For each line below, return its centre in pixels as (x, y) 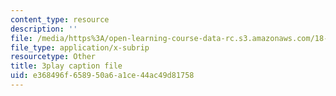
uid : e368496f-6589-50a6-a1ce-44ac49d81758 (102, 76)
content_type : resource (60, 19)
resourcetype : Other (53, 57)
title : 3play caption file (66, 66)
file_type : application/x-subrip (80, 47)
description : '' (44, 29)
